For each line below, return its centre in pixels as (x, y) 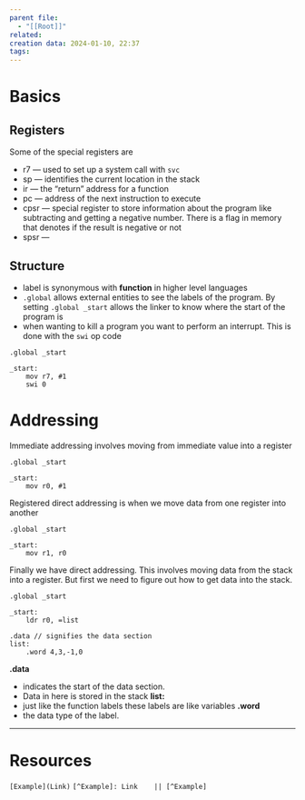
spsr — (36, 237)
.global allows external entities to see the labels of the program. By (149, 297)
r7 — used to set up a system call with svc (101, 170)
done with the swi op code (72, 335)
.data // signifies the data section (81, 636)
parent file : (34, 18)
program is (43, 316)
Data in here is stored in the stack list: (93, 695)
